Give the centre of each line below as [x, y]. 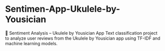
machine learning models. [31, 43]
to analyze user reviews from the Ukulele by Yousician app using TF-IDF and [83, 38]
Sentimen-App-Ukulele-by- [63, 9]
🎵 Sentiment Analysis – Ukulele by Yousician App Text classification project [81, 33]
